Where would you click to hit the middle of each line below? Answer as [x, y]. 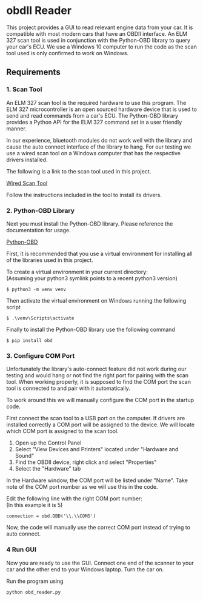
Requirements [33, 72]
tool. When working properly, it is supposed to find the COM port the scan [98, 382]
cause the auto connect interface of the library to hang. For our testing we [99, 147]
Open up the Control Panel [48, 443]
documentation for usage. [38, 230]
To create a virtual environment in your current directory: [77, 272]
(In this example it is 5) [35, 505]
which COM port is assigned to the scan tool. [63, 431]
